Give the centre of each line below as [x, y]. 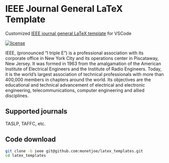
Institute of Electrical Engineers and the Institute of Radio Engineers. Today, [83, 69]
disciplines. [17, 96]
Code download [31, 140]
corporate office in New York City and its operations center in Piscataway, [82, 58]
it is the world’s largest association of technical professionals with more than [84, 74]
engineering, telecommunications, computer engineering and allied [75, 90]
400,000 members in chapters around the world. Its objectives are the [78, 79]
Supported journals [36, 111]
